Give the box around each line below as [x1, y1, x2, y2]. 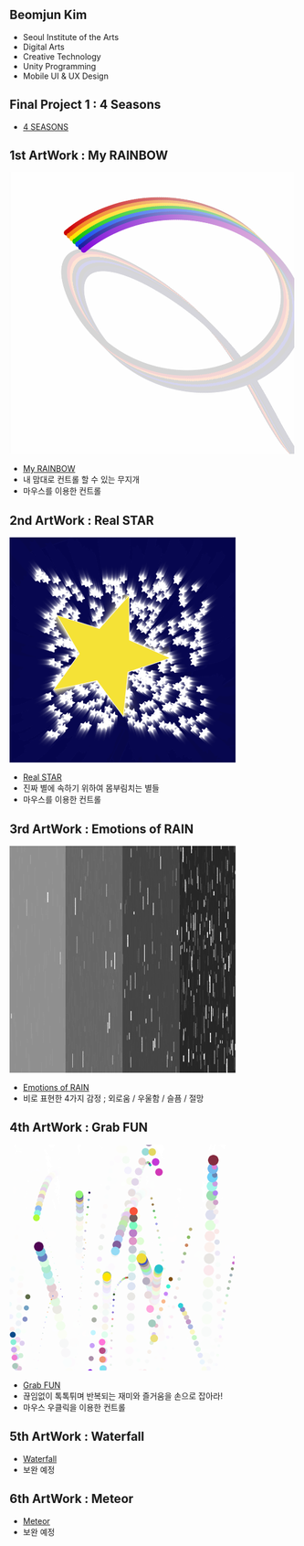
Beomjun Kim [9, 7, 88, 23]
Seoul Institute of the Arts [22, 31, 120, 42]
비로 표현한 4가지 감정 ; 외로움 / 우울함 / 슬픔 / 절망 [22, 1093, 204, 1104]
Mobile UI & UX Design [22, 70, 110, 81]
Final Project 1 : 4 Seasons [9, 97, 162, 112]
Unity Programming [22, 60, 97, 71]
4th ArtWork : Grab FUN [9, 1120, 149, 1136]
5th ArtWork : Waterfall [9, 1429, 144, 1445]
